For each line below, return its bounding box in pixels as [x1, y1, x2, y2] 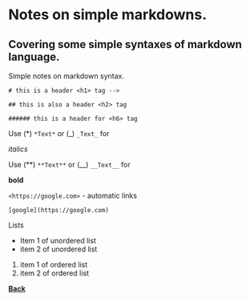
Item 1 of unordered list [19, 236, 96, 245]
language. [8, 50, 60, 63]
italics [8, 144, 28, 154]
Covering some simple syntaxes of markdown [8, 38, 243, 51]
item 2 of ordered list [19, 268, 90, 278]
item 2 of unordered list [19, 244, 98, 254]
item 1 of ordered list [19, 260, 88, 269]
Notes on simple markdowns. [8, 6, 208, 24]
